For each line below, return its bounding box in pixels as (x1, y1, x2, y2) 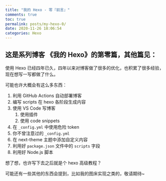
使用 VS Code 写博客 (12, 105, 56, 111)
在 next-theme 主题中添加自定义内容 (12, 136, 88, 142)
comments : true (5, 12, 37, 17)
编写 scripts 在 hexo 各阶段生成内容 (12, 99, 86, 105)
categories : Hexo (5, 31, 42, 36)
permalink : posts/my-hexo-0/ (5, 21, 66, 27)
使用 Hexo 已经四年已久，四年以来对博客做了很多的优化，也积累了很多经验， (5, 65, 164, 71)
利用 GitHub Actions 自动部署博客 (12, 93, 82, 99)
